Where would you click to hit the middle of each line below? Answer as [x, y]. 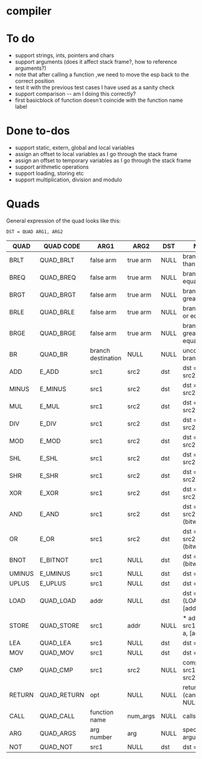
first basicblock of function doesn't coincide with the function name [99, 100]
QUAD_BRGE [58, 333]
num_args [141, 716]
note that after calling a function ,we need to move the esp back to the [102, 75]
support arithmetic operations [52, 167]
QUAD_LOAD [58, 601]
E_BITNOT [54, 560]
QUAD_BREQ [58, 277]
